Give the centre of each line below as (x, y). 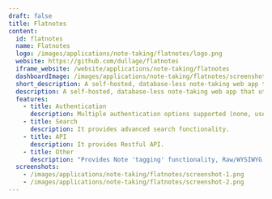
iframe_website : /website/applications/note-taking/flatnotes (123, 69)
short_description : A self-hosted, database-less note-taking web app (137, 84)
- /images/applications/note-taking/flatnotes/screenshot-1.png (134, 175)
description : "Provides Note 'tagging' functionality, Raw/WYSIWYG (146, 159)
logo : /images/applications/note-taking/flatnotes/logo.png (119, 54)
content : (23, 31)
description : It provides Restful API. (97, 144)
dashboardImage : (43, 76)
